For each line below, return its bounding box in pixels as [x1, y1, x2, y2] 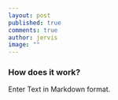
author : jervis [8, 33, 58, 42]
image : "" [8, 41, 41, 49]
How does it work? [8, 67, 81, 78]
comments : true [8, 26, 58, 34]
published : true [8, 19, 61, 27]
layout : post [8, 11, 51, 20]
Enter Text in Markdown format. [8, 84, 111, 94]
